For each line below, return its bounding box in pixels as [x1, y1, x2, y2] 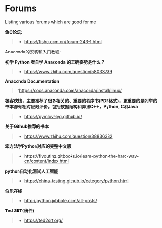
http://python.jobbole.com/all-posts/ [24, 197, 97, 203]
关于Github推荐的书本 [5, 123, 49, 129]
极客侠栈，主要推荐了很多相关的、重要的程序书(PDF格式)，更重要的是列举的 [5, 98, 157, 104]
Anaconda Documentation [5, 78, 60, 84]
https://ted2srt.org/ [24, 217, 63, 223]
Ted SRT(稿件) [5, 208, 34, 213]
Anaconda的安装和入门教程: [5, 49, 61, 54]
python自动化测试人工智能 [5, 168, 58, 174]
